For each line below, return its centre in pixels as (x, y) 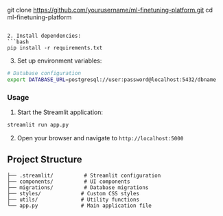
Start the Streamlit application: (60, 112)
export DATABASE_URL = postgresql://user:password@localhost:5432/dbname (111, 79)
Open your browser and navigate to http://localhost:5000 (100, 138)
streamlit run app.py (38, 125)
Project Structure (45, 160)
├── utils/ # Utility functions (73, 199)
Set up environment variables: (59, 61)
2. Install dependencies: (44, 36)
